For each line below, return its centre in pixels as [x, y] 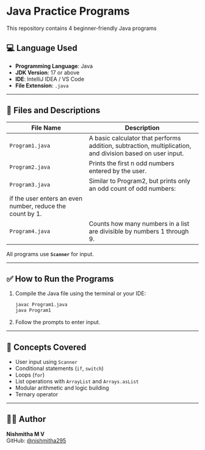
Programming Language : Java [54, 66]
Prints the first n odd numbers [131, 163]
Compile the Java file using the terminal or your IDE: [81, 293]
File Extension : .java [42, 85]
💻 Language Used [42, 48]
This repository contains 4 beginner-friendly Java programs [81, 28]
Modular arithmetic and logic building [62, 388]
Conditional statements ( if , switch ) [59, 368]
